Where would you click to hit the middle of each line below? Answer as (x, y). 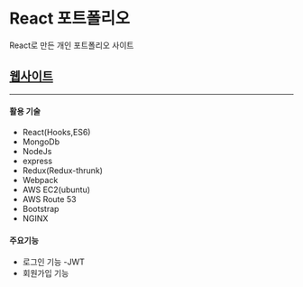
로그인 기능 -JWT (54, 262)
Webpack (40, 180)
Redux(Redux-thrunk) (63, 170)
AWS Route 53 (49, 199)
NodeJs (37, 151)
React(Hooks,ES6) (56, 132)
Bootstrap (41, 208)
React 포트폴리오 (70, 19)
